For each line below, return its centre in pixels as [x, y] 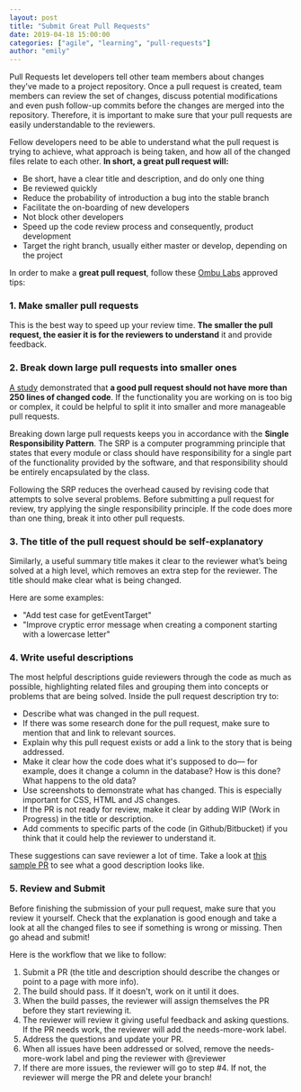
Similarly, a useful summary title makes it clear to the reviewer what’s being [148, 561]
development [47, 236]
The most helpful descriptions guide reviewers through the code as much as [150, 678]
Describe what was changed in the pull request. [111, 714]
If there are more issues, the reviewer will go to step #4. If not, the [144, 1068]
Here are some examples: [57, 598]
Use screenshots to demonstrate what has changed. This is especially [152, 790]
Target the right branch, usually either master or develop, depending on [155, 246]
